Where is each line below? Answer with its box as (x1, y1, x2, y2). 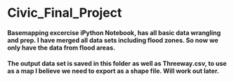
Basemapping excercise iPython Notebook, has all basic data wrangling (7, 28, 221, 36)
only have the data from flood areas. (7, 43, 116, 52)
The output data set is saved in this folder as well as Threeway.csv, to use (7, 60, 227, 68)
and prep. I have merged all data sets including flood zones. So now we (7, 36, 219, 44)
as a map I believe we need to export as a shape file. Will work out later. (7, 67, 219, 75)
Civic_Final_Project (7, 5, 122, 21)
